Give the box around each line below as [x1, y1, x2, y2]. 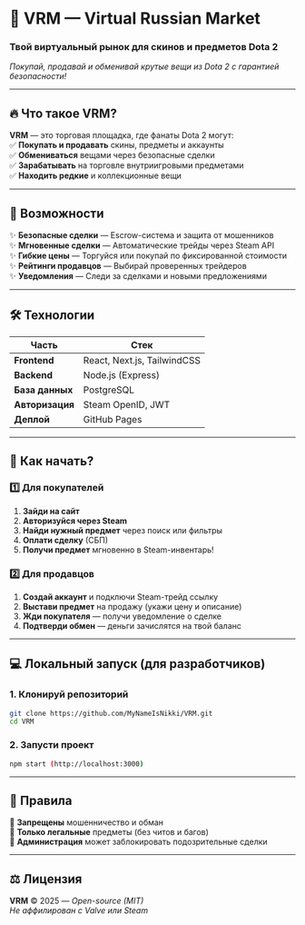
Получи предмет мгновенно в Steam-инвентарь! [22, 544, 215, 555]
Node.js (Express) [83, 368, 161, 381]
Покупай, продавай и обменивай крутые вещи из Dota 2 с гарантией [9, 61, 280, 72]
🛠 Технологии [9, 307, 95, 323]
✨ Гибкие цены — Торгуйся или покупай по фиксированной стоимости [9, 250, 288, 262]
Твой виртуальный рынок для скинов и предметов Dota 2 [9, 41, 279, 54]
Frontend [14, 353, 54, 366]
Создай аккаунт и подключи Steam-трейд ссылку [22, 591, 219, 602]
